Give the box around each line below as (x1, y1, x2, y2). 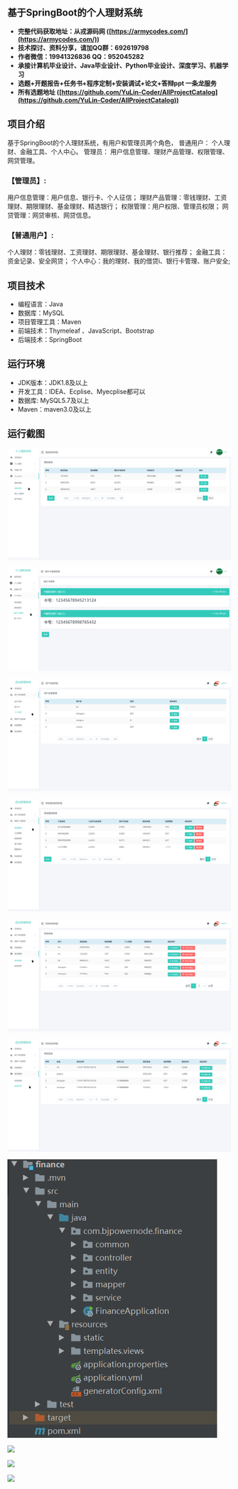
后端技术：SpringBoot (17, 335, 82, 344)
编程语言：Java (17, 300, 64, 308)
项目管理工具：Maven (17, 318, 82, 326)
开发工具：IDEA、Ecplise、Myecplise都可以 (17, 387, 146, 396)
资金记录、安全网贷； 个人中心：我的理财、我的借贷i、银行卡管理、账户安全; (7, 257, 231, 265)
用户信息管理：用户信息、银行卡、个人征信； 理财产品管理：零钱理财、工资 (7, 193, 227, 201)
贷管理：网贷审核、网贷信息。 (7, 210, 94, 219)
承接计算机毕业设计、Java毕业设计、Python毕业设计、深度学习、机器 (17, 61, 222, 70)
